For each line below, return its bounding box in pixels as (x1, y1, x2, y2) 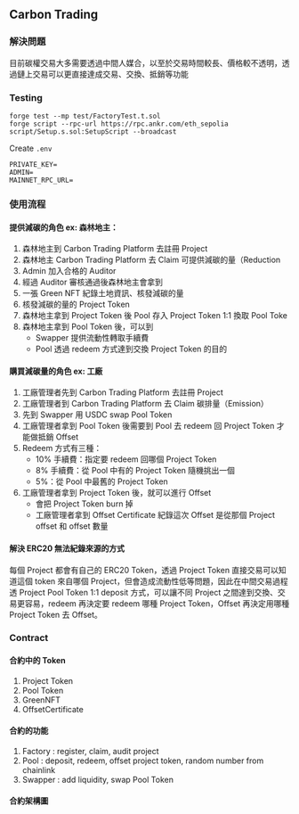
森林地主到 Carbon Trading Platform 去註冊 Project (21, 243, 208, 254)
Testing (9, 91, 43, 103)
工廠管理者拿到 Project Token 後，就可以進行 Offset (21, 488, 212, 498)
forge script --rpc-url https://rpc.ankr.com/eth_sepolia (9, 119, 229, 128)
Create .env (9, 143, 53, 153)
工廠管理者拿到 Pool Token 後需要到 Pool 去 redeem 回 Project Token (21, 421, 275, 432)
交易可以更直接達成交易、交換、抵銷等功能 (32, 69, 189, 79)
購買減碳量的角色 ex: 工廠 (9, 366, 103, 376)
